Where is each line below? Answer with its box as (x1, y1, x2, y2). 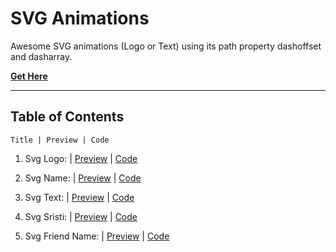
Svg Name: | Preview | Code (24, 172, 142, 184)
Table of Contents (10, 108, 125, 126)
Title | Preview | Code (10, 135, 110, 145)
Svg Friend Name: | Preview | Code (24, 230, 170, 242)
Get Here (10, 70, 48, 82)
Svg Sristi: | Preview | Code (24, 210, 138, 222)
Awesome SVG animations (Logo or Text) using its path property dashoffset (10, 40, 322, 52)
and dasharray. (10, 50, 73, 62)
